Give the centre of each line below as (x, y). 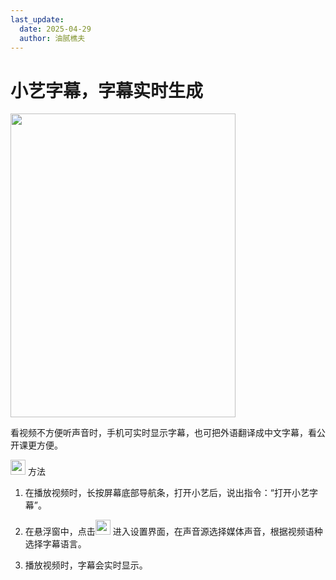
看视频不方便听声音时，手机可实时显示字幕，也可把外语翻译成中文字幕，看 (163, 433)
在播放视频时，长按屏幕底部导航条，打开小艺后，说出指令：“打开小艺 (167, 493)
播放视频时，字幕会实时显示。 (86, 565)
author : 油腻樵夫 (52, 38)
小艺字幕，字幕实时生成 (107, 90)
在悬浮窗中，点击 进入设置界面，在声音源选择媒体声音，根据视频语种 (173, 532)
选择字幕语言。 (55, 544)
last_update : (37, 19)
